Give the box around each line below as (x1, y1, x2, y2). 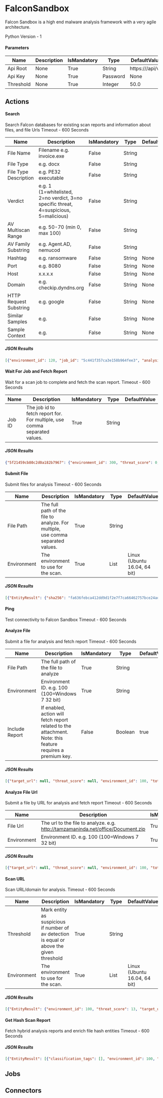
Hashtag (7, 254, 27, 261)
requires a (41, 747, 64, 754)
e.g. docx (38, 161, 60, 167)
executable (38, 174, 64, 181)
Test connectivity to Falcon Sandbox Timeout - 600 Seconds (5, 617, 127, 623)
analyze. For (41, 519, 69, 526)
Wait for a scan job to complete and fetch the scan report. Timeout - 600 (5, 379, 150, 385)
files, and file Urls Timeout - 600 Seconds (5, 127, 89, 132)
